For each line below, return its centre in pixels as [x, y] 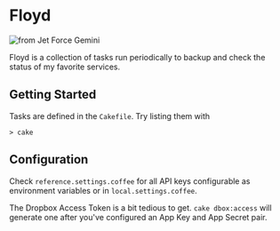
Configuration [49, 159]
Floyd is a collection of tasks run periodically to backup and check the [137, 57]
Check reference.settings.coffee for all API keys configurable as [130, 181]
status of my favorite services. [65, 67]
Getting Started [53, 95]
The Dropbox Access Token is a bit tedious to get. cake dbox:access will [141, 207]
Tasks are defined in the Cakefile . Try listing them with [110, 115]
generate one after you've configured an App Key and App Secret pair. [138, 217]
